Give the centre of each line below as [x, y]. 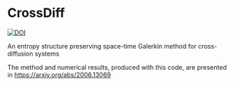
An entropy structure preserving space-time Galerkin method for [102, 46]
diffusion [20, 54]
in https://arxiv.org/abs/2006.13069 [59, 75]
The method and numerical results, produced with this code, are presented [117, 67]
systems [47, 54]
